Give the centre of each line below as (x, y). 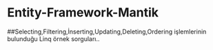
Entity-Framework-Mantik (83, 13)
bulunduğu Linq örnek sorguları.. (53, 38)
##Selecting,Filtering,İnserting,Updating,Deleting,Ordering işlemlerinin (107, 32)
